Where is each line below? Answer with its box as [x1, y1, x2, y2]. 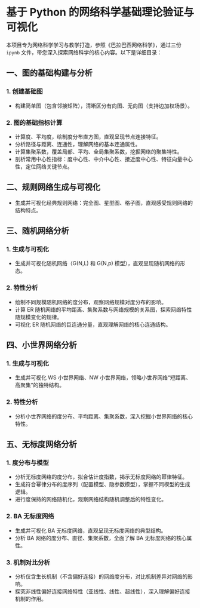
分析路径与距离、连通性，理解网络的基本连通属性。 [14, 140, 141, 148]
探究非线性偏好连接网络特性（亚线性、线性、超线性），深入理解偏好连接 [14, 588, 190, 595]
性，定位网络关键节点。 [14, 162, 73, 170]
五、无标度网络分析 [6, 440, 77, 450]
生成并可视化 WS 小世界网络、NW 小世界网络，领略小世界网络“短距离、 [14, 374, 191, 381]
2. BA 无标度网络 [6, 512, 54, 520]
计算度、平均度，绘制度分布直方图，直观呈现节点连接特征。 [14, 133, 162, 140]
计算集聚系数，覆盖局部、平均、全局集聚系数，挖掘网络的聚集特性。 [14, 148, 183, 155]
